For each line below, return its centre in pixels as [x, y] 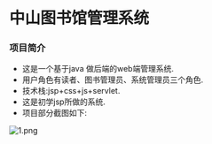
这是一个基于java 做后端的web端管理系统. [98, 69]
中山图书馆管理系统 [79, 18]
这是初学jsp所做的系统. [64, 102]
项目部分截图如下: [54, 113]
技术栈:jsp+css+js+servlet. [71, 91]
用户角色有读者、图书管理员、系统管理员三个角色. [113, 80]
